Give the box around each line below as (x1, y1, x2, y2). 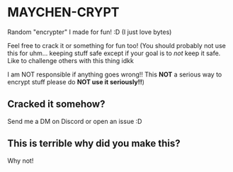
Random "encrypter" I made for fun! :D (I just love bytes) (7, 28, 172, 36)
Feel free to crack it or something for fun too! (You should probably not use (7, 41, 227, 50)
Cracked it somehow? (7, 98, 106, 110)
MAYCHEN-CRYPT (7, 4, 120, 21)
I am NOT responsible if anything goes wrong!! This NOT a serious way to (7, 70, 222, 79)
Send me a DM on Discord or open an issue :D (7, 117, 142, 125)
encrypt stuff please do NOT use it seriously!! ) (7, 77, 145, 86)
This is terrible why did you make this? (7, 137, 181, 149)
